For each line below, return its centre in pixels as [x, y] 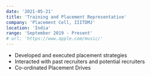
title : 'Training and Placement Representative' [66, 17]
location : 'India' [28, 28]
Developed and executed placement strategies [71, 55]
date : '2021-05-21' [30, 11]
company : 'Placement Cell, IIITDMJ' [51, 22]
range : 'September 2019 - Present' [49, 33]
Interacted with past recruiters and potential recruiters [80, 61]
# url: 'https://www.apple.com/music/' [55, 39]
